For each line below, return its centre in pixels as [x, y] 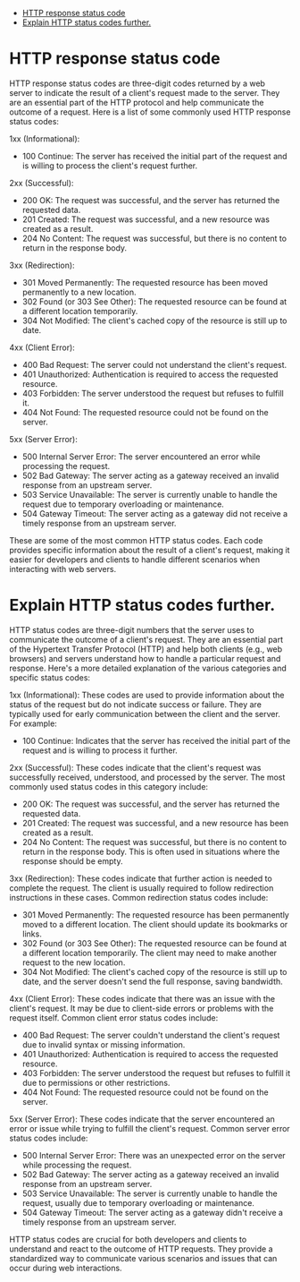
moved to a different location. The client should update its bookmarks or [155, 924]
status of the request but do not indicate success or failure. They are [135, 704]
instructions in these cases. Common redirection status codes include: [139, 897]
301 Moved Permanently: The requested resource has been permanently [156, 914]
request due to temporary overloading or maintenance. [123, 504]
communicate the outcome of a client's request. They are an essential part [146, 639]
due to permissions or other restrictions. [96, 1082]
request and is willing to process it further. [100, 750]
